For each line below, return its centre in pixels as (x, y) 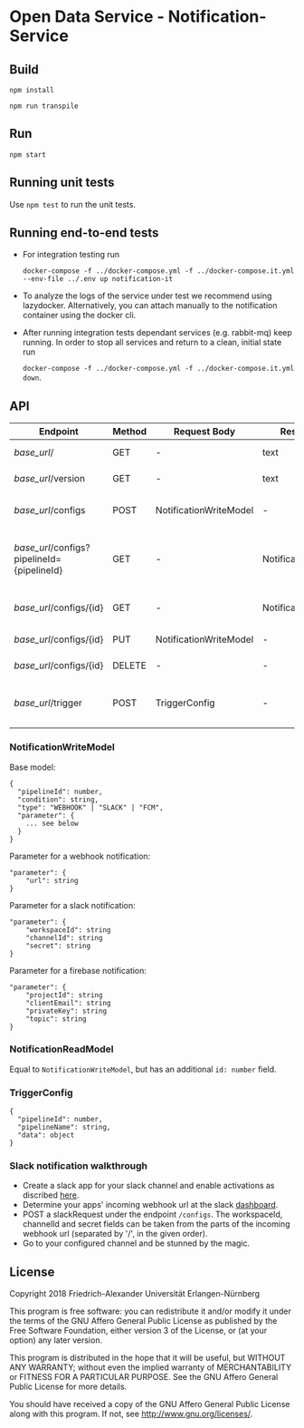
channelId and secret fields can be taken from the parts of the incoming (157, 1224)
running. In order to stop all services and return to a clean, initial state (152, 343)
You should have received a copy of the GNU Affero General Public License (150, 1404)
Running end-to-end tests (84, 233)
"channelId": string (64, 937)
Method (130, 432)
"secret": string (58, 946)
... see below (52, 823)
